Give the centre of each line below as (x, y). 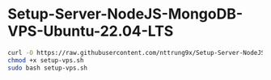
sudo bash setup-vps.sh (48, 68)
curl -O (21, 53)
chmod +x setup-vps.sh (46, 60)
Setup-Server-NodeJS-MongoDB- (125, 14)
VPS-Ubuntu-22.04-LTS (91, 31)
